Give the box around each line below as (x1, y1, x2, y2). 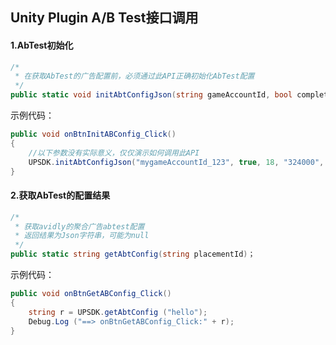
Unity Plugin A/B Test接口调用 (10, 9, 199, 27)
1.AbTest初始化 (10, 39, 74, 51)
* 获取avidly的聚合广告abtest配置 (14, 221, 145, 232)
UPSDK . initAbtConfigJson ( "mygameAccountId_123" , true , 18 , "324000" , (28, 157, 325, 167)
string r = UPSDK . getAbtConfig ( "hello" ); (28, 307, 208, 317)
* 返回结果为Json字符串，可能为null (14, 231, 150, 241)
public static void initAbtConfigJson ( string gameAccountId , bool (10, 90, 293, 100)
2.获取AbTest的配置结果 (10, 189, 111, 202)
